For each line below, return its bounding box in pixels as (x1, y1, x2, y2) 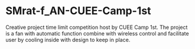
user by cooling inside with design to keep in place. (5, 36, 131, 43)
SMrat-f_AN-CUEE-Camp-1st (5, 4, 151, 18)
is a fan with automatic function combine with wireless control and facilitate (5, 30, 190, 37)
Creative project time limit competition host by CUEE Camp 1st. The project (5, 24, 188, 31)
